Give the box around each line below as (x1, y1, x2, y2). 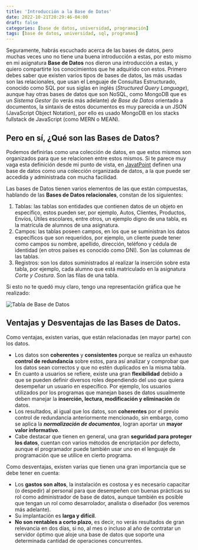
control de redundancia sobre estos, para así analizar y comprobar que (14, 358, 190, 365)
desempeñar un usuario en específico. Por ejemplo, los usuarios (14, 382, 171, 389)
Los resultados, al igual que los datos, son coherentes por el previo (14, 408, 179, 415)
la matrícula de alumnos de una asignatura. (14, 221, 120, 228)
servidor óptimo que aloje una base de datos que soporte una (14, 531, 165, 538)
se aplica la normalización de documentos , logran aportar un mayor (14, 420, 183, 427)
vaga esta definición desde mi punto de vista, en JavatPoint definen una (6, 161, 181, 168)
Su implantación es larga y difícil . (14, 512, 97, 519)
